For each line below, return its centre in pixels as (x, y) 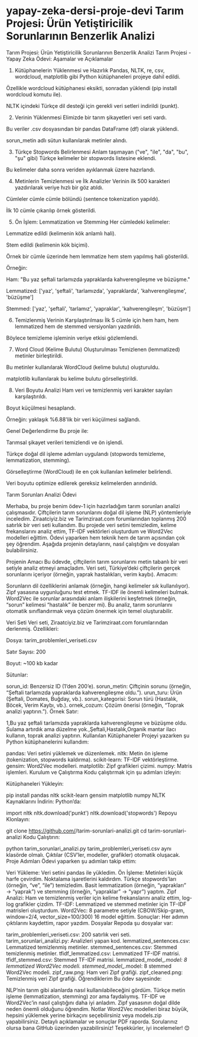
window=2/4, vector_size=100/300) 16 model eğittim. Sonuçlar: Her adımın (97, 917)
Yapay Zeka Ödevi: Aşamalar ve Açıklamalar (60, 59)
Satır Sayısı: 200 (26, 652)
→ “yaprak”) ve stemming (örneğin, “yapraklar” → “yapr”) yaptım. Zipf (91, 891)
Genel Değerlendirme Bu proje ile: (47, 430)
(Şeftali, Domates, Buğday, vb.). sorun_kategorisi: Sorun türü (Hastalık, (92, 698)
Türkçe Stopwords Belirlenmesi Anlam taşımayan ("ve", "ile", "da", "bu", (102, 152)
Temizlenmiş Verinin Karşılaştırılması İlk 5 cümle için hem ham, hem (97, 320)
